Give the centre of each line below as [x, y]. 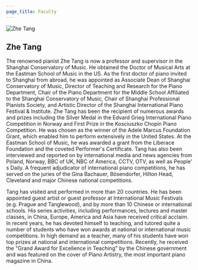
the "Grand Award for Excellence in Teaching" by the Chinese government [97, 248]
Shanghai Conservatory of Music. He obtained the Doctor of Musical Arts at [98, 67]
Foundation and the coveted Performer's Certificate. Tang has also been [94, 149]
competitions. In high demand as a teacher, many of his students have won [97, 236]
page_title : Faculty [32, 12]
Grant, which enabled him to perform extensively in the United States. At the [99, 136]
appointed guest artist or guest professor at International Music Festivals [95, 198]
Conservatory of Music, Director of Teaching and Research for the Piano [94, 86]
